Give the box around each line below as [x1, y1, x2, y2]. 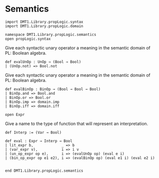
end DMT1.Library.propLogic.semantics [5, 168, 83, 173]
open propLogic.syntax [5, 36, 51, 41]
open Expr [5, 112, 25, 117]
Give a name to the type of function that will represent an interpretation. [5, 120, 148, 127]
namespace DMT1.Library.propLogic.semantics [5, 32, 96, 37]
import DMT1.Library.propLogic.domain [5, 23, 83, 29]
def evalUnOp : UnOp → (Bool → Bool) [5, 59, 81, 64]
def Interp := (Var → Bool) [5, 130, 62, 135]
